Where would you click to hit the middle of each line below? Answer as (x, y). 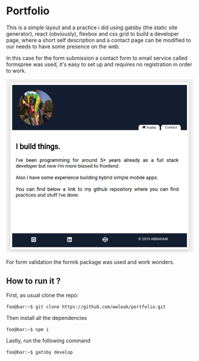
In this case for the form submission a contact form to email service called (97, 58)
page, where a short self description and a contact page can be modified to (99, 40)
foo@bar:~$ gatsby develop (40, 352)
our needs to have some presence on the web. (63, 46)
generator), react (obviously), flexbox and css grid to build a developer (93, 33)
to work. (16, 70)
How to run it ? (34, 281)
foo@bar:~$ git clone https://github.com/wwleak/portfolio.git (86, 307)
